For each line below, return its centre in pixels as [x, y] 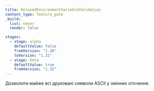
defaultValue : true [34, 65]
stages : [13, 37]
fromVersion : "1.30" [35, 51]
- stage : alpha [25, 42]
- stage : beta [24, 60]
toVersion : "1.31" [33, 55]
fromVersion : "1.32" [35, 69]
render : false [24, 28]
